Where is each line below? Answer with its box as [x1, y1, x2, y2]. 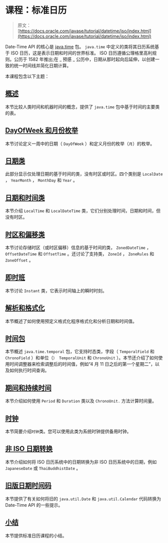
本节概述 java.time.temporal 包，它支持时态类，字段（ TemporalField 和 [5, 349, 154, 355]
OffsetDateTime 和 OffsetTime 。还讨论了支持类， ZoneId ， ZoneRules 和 [5, 251, 154, 257]
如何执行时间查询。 [9, 367, 49, 373]
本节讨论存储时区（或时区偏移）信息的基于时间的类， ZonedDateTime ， [5, 245, 151, 250]
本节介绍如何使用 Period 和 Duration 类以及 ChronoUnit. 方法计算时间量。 [5, 398, 157, 404]
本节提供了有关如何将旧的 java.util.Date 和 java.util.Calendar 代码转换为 [5, 496, 161, 502]
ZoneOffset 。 [5, 257, 34, 263]
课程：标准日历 [5, 5, 67, 16]
